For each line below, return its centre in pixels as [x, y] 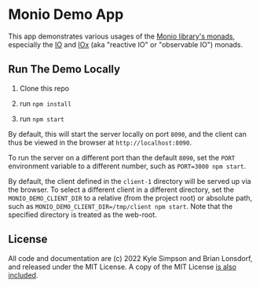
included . [23, 275]
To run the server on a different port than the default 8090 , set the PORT [122, 157]
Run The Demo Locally [64, 70]
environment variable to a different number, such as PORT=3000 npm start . [127, 166]
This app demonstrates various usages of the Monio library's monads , [122, 36]
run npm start [42, 119]
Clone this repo [44, 88]
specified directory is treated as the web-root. [82, 215]
